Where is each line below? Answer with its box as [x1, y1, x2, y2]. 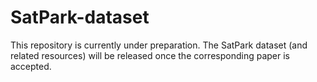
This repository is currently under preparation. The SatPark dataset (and [10, 39, 308, 51]
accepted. [10, 60, 52, 72]
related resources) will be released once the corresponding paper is [10, 49, 290, 61]
